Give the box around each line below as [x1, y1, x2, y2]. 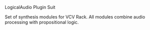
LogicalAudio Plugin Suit [5, 4, 56, 10]
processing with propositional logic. [5, 19, 79, 25]
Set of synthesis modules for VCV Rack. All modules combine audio [5, 14, 145, 19]
